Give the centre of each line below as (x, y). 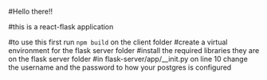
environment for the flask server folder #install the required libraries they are (134, 50)
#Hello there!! (31, 11)
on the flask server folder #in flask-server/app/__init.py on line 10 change (128, 59)
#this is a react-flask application (61, 27)
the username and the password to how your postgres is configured (120, 67)
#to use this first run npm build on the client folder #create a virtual (118, 42)
